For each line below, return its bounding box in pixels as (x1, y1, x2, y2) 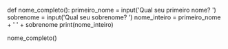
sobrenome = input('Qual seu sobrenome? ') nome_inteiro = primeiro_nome (7, 13, 221, 21)
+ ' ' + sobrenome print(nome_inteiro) (7, 21, 114, 28)
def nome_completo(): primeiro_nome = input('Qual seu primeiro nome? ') (7, 6, 217, 14)
